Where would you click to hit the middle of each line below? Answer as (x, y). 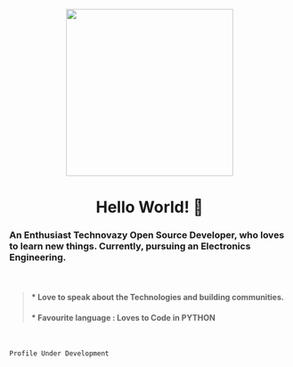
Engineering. (38, 257)
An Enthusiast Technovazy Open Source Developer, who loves (147, 235)
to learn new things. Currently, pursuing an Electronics (130, 247)
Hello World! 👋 (150, 207)
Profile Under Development (59, 354)
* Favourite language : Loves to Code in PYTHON (123, 317)
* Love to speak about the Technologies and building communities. (158, 298)
